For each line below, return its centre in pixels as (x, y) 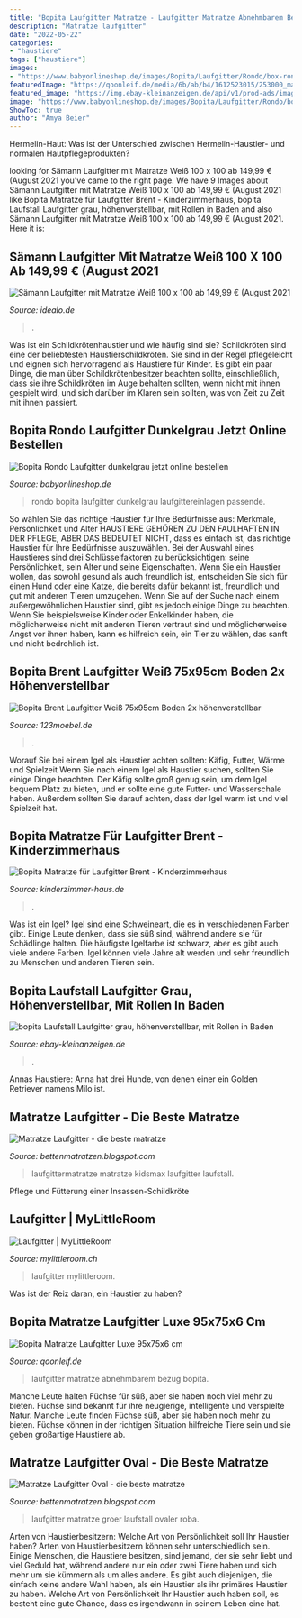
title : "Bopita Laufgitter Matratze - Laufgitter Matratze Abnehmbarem (146, 18)
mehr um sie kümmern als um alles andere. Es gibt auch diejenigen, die (141, 1575)
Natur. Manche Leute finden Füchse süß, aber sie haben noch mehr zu (140, 1415)
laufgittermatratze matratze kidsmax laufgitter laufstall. (133, 1174)
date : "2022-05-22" (46, 34)
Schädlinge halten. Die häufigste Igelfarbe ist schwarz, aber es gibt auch (144, 944)
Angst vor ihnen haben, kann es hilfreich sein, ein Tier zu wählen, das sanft (148, 634)
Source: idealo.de (42, 310)
